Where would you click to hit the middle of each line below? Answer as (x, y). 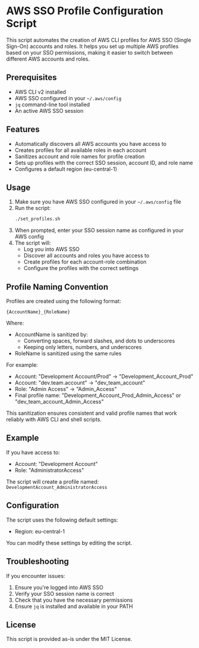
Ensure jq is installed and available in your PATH (74, 606)
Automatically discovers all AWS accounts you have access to (91, 144)
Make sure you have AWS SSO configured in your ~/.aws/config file (98, 202)
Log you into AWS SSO (52, 249)
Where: (15, 323)
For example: (22, 365)
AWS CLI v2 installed (40, 92)
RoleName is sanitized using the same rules (68, 354)
